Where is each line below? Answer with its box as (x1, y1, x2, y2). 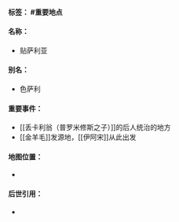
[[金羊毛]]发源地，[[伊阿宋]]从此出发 (19, 132, 137, 142)
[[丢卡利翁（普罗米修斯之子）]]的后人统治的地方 (19, 123, 171, 132)
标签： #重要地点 (8, 7, 63, 17)
